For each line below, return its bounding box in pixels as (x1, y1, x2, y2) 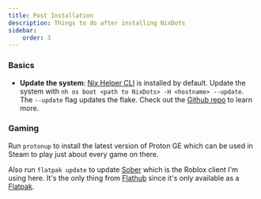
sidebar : (8, 26, 37, 34)
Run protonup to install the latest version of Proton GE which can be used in (8, 140, 253, 151)
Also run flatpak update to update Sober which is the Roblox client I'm (8, 164, 239, 174)
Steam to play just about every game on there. (8, 149, 159, 159)
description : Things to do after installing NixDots (8, 19, 186, 27)
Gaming (8, 123, 40, 134)
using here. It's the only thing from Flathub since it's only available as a (8, 173, 240, 182)
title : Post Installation (8, 11, 93, 20)
